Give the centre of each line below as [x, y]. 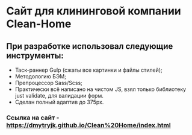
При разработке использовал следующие [90, 46]
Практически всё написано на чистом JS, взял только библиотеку [101, 89]
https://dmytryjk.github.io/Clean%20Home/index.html [88, 125]
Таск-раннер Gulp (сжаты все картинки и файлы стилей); [88, 70]
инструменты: [35, 55]
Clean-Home [39, 24]
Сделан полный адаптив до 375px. [59, 102]
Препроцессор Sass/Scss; [49, 83]
